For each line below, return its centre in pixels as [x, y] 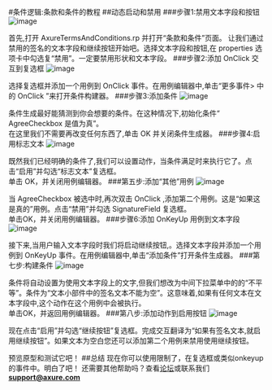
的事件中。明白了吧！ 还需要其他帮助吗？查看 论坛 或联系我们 [109, 368]
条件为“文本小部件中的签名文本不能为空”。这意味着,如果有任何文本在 [140, 293]
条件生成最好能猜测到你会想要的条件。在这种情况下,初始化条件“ [114, 113]
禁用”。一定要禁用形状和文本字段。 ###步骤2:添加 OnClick [152, 58]
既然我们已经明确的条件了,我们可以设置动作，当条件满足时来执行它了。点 [131, 161]
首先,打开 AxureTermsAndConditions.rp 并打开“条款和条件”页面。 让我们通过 [136, 38]
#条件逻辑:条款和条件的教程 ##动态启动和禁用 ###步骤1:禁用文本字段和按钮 [134, 12]
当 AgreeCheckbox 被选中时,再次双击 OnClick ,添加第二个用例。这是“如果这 [134, 199]
